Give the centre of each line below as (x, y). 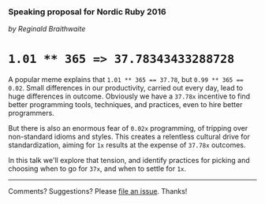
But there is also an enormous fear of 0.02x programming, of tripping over (128, 128)
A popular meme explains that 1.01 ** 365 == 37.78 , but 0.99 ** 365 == (126, 80)
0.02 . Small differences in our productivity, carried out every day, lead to (126, 88)
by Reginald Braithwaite (47, 29)
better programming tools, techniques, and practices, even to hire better (125, 105)
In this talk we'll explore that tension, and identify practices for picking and (129, 161)
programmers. (32, 113)
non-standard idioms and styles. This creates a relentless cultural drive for (129, 137)
